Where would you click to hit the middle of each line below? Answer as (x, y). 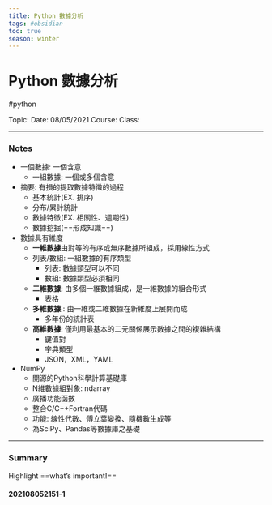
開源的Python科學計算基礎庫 (80, 379)
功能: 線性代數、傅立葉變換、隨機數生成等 (102, 419)
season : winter (34, 39)
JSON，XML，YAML (79, 359)
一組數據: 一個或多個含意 (73, 177)
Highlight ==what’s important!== (63, 476)
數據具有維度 (41, 238)
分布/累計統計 (55, 208)
